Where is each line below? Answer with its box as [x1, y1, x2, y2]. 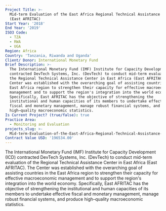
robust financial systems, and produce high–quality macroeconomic [5, 196, 143, 202]
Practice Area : [5, 117, 37, 122]
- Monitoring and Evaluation [9, 122, 70, 127]
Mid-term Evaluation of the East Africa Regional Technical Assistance [9, 12, 161, 17]
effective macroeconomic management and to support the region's [5, 176, 142, 181]
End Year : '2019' [5, 26, 41, 31]
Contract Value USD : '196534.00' [5, 136, 74, 141]
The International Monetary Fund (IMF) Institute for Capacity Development [5, 149, 156, 155]
